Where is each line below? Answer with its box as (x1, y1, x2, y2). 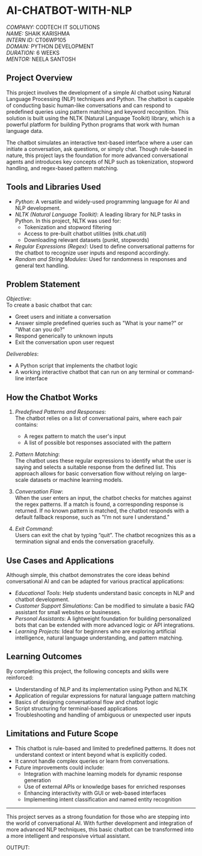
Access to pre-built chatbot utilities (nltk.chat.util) (23, 230, 147, 237)
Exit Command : (14, 525, 54, 532)
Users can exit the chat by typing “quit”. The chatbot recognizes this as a (14, 532, 196, 539)
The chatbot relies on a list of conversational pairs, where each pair (14, 414, 182, 422)
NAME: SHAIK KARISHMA (6, 29, 70, 37)
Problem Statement (6, 279, 81, 289)
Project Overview (6, 73, 73, 83)
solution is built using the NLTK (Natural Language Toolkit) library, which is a (6, 114, 195, 122)
